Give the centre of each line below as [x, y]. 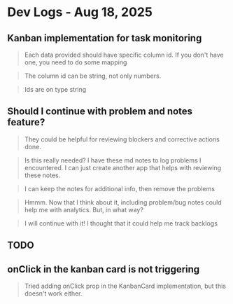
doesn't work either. [53, 293]
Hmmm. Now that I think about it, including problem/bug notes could [123, 202]
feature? [26, 122]
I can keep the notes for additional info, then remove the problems [120, 188]
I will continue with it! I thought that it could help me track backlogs [121, 223]
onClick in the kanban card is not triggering [104, 269]
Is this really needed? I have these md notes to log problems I [113, 160]
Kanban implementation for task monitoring [105, 38]
